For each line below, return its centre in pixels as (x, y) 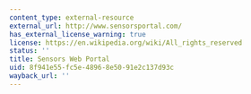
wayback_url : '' (39, 76)
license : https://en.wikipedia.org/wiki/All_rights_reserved (126, 43)
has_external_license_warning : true (78, 34)
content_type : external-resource (72, 17)
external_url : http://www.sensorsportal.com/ (95, 26)
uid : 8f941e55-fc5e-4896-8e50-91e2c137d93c (92, 68)
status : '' (30, 51)
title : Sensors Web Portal (60, 59)
